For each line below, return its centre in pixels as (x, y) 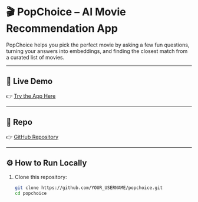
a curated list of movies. (35, 57)
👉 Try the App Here (31, 96)
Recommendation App (62, 29)
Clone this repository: (41, 177)
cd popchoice (31, 193)
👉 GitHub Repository (32, 137)
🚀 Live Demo (29, 82)
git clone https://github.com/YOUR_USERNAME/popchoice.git (89, 188)
